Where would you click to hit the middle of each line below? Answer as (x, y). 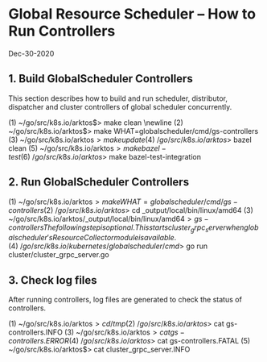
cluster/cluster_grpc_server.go (59, 255)
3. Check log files (53, 280)
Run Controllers (62, 31)
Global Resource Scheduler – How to (132, 14)
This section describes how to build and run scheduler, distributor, (118, 98)
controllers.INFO (35, 332)
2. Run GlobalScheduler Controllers (99, 182)
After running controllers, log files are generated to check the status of (125, 300)
